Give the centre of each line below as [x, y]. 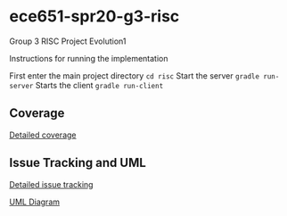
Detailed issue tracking [51, 184]
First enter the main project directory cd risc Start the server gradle [135, 75]
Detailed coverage [43, 135]
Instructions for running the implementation [89, 58]
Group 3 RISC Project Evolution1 [68, 41]
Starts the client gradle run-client [99, 85]
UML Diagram [35, 202]
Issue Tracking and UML [78, 163]
